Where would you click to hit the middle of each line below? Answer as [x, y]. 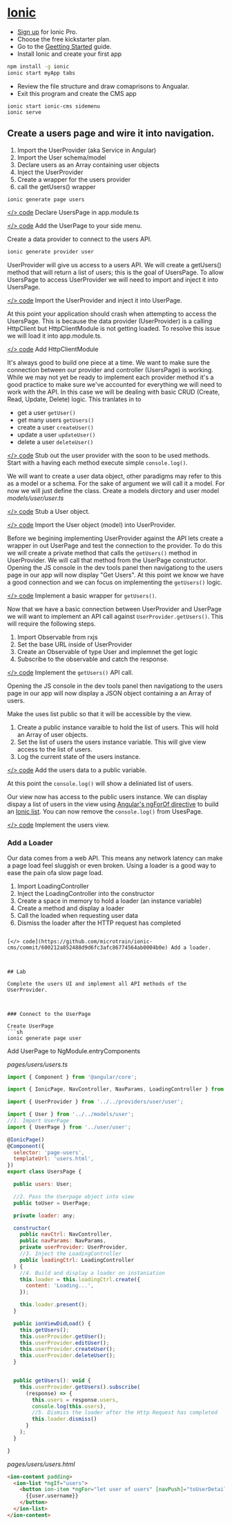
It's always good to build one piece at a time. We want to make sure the [109, 363]
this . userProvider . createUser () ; [68, 1349]
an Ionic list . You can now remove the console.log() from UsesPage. [105, 812]
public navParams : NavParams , [63, 1241]
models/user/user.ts [36, 498]
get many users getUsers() [56, 420]
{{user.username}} [52, 1496]
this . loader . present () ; [54, 1305]
